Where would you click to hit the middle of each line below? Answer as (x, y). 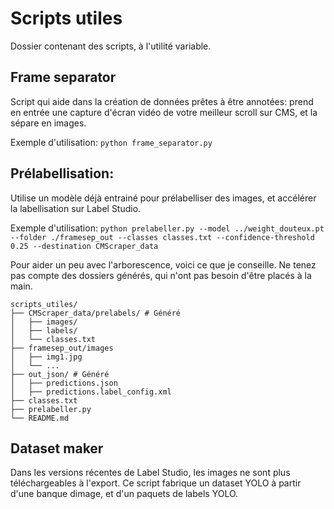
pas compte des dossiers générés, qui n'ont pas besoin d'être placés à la (161, 275)
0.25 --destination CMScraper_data (84, 246)
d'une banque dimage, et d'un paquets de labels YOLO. (124, 494)
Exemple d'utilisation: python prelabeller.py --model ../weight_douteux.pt (167, 228)
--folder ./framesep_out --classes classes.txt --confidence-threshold (162, 237)
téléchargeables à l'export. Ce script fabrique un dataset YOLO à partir (156, 483)
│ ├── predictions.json (64, 383)
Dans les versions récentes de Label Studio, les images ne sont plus (150, 473)
